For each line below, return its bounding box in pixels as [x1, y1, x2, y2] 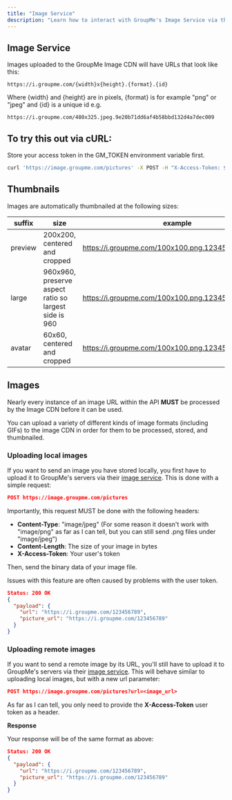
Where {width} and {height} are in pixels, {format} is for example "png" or [7, 93, 217, 102]
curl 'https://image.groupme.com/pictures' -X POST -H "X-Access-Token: [7, 164, 221, 171]
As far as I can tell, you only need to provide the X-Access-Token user [7, 701, 209, 709]
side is [43, 310, 64, 320]
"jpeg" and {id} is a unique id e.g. [7, 101, 102, 109]
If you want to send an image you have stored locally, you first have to [7, 466, 206, 474]
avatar [10, 343, 31, 352]
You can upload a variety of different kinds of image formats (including [7, 419, 209, 427]
